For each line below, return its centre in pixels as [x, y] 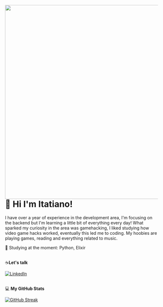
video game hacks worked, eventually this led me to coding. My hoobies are [81, 233]
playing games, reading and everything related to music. [61, 238]
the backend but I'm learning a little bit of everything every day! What [74, 223]
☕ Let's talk [16, 262]
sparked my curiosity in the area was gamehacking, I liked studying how [77, 228]
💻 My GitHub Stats [25, 289]
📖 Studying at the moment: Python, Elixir [45, 247]
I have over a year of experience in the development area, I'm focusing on [79, 217]
